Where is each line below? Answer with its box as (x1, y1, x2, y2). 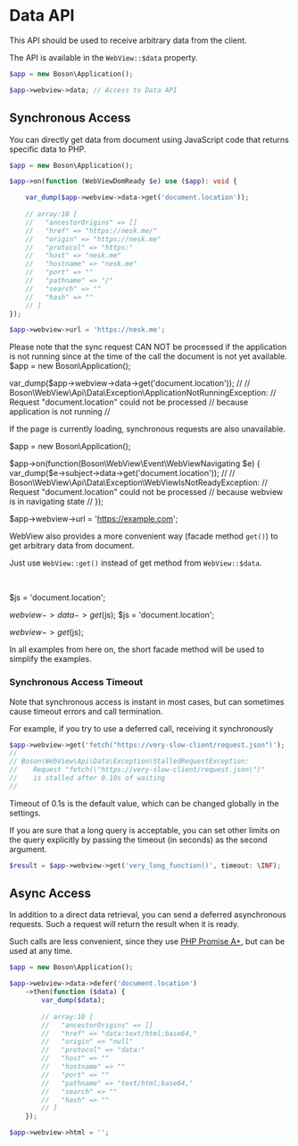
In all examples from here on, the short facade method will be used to (9, 644, 265, 655)
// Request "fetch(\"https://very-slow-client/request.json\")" (9, 765, 266, 774)
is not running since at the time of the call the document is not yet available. (9, 351, 287, 362)
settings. (9, 807, 42, 818)
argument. (9, 843, 47, 854)
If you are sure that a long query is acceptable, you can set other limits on (9, 824, 280, 835)
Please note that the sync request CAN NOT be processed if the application (9, 341, 287, 353)
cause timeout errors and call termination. (9, 706, 163, 716)
